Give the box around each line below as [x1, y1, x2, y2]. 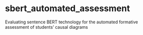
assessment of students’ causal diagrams [5, 24, 88, 30]
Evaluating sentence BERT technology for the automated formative [5, 19, 138, 25]
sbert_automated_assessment [5, 3, 130, 14]
